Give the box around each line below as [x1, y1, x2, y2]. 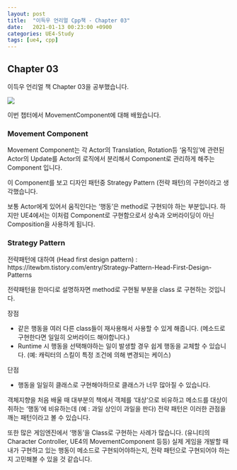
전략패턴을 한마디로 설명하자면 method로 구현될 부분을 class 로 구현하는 [7, 285, 207, 293]
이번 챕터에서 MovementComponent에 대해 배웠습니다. [7, 110, 161, 119]
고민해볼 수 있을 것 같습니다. [14, 454, 93, 463]
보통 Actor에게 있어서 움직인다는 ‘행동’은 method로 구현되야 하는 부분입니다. [7, 202, 219, 211]
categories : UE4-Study [7, 30, 74, 37]
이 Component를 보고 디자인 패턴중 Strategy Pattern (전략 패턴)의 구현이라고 [7, 178, 221, 187]
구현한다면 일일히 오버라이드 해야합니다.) [17, 333, 130, 341]
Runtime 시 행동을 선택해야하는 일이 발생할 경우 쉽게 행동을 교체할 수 [17, 341, 208, 350]
